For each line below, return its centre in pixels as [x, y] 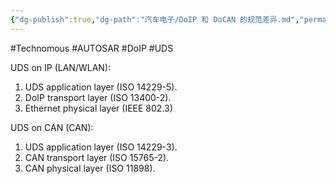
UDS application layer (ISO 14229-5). [101, 87]
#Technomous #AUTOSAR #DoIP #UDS [92, 48]
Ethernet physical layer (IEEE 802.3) [98, 108]
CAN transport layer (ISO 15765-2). [97, 157]
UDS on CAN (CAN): [52, 127]
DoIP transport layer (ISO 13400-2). [98, 97]
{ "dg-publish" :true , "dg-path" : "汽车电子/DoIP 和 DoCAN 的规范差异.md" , [155, 19]
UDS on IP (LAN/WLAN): [61, 67]
